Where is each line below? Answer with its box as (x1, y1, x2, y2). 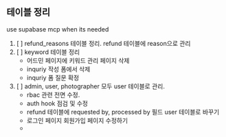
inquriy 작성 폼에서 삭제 (26, 64, 91, 73)
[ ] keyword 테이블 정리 (16, 47, 80, 56)
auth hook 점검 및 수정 (26, 99, 89, 108)
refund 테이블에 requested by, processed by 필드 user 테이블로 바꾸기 (26, 108, 220, 116)
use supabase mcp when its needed (6, 25, 109, 33)
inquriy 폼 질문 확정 (26, 73, 80, 82)
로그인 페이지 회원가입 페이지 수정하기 (26, 116, 128, 125)
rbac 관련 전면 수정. (26, 90, 80, 99)
